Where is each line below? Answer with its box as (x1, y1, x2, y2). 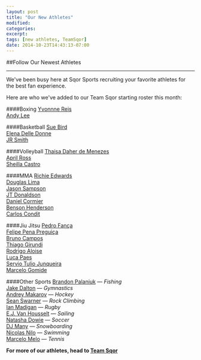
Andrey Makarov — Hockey (6, 291, 74, 298)
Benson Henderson (6, 204, 54, 211)
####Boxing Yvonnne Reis (6, 105, 72, 113)
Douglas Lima (6, 178, 40, 186)
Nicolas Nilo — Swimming (6, 329, 70, 336)
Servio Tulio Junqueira (6, 260, 62, 267)
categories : (6, 25, 36, 32)
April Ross (6, 154, 32, 161)
